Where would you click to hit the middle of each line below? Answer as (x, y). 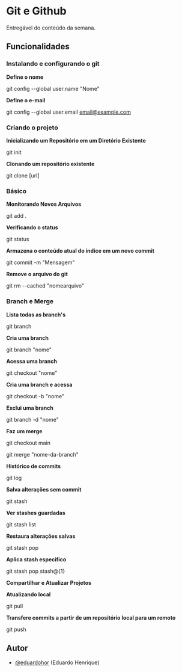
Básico (17, 191)
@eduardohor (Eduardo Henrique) (57, 662)
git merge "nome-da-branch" (43, 454)
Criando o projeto (32, 128)
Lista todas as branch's (36, 315)
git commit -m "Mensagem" (41, 262)
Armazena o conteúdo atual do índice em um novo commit (80, 251)
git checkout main (29, 443)
